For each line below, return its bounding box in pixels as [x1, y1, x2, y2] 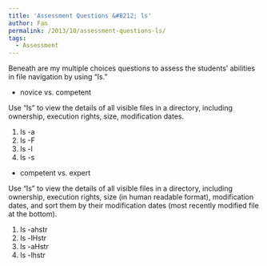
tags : [8, 34, 26, 42]
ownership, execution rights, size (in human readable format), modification [8, 192, 254, 202]
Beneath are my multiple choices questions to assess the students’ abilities [8, 63, 256, 73]
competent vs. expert [19, 168, 91, 178]
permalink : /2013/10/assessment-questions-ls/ [8, 26, 166, 34]
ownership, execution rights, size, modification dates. [8, 111, 185, 121]
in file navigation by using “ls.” [8, 72, 108, 82]
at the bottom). [8, 209, 58, 219]
